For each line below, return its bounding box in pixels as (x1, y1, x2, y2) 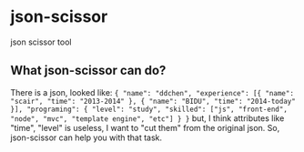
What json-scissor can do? (10, 63, 167, 78)
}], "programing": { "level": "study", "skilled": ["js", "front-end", (10, 105, 288, 114)
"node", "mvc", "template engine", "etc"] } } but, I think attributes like (10, 112, 285, 124)
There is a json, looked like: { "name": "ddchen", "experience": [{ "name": (10, 86, 295, 97)
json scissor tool (10, 36, 72, 47)
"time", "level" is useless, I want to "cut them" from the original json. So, (10, 122, 280, 133)
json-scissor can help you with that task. (10, 132, 163, 143)
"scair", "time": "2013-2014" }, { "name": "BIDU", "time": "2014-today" (10, 96, 297, 106)
